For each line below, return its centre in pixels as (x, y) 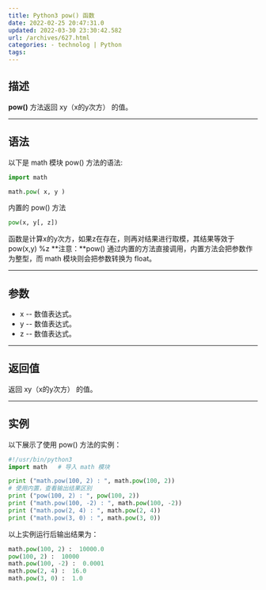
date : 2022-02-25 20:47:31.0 (56, 23)
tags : (17, 52)
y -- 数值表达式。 (48, 324)
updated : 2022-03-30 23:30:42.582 (65, 30)
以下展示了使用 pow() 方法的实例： (65, 444)
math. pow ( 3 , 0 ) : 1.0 (46, 579)
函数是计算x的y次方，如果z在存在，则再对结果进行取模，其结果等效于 (122, 239)
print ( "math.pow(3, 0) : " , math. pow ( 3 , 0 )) (84, 518)
